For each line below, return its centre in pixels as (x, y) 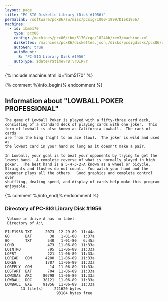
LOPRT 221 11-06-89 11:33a (50, 254)
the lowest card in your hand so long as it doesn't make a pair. (76, 147)
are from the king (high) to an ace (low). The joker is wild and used (82, 138)
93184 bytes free (75, 293)
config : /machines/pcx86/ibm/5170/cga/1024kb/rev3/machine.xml (81, 38)
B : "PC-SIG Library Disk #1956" (52, 56)
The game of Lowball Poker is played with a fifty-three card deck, (78, 120)
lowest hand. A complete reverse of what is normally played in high (80, 160)
